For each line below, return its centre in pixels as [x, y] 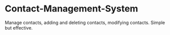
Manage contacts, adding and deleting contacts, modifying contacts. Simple [85, 22]
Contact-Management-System [71, 9]
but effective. [19, 27]
